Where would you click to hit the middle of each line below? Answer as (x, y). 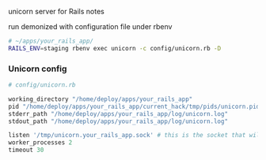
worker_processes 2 (40, 143)
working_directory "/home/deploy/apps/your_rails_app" (101, 99)
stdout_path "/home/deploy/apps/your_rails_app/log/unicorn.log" (118, 121)
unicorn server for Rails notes (56, 11)
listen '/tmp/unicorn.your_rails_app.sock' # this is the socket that (127, 136)
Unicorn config (38, 69)
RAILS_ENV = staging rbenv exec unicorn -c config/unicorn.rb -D (115, 48)
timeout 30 (26, 150)
